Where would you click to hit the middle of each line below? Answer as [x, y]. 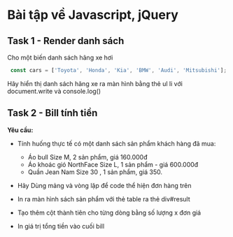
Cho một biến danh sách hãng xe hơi [60, 57]
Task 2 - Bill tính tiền [52, 113]
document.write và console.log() [54, 91]
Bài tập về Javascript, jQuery [93, 15]
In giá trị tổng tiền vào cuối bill [61, 226]
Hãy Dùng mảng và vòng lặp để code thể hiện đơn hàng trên [104, 185]
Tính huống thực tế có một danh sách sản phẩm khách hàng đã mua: [116, 143]
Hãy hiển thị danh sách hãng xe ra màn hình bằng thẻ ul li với [95, 83]
